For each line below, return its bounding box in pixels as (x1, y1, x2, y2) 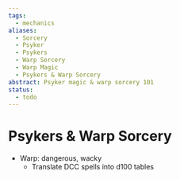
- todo (15, 93, 37, 101)
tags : (8, 11, 26, 20)
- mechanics (15, 19, 56, 27)
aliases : (8, 26, 37, 34)
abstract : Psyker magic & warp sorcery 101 (8, 78, 155, 86)
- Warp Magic (15, 64, 59, 72)
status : (8, 85, 34, 94)
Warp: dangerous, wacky (19, 154, 102, 163)
